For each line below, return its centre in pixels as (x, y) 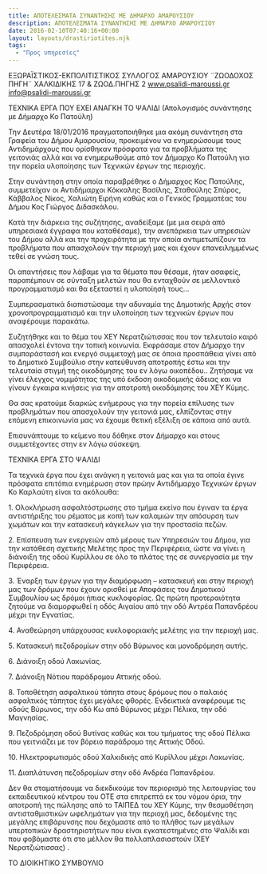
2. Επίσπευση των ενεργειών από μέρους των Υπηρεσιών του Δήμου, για (130, 540)
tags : (17, 46)
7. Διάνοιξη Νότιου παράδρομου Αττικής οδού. (85, 677)
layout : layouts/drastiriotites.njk (69, 38)
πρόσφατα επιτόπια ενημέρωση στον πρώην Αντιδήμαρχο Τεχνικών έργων (132, 483)
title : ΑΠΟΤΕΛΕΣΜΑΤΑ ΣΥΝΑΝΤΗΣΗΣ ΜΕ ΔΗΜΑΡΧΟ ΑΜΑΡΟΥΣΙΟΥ (101, 16)
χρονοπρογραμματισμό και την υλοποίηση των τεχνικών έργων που (121, 313)
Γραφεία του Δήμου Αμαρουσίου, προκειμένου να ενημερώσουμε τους (125, 140)
